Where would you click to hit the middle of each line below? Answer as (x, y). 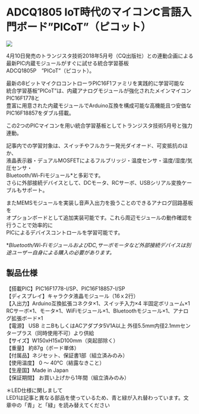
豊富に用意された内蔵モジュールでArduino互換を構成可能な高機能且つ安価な (99, 105)
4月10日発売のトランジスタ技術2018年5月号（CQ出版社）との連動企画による (100, 56)
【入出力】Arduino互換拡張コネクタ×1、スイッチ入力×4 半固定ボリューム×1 (98, 303)
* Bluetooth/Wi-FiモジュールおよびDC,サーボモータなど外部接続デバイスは (96, 245)
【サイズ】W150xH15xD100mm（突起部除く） (62, 340)
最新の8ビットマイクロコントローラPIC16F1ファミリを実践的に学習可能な (95, 83)
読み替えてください (86, 405)
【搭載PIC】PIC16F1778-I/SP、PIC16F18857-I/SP (66, 288)
